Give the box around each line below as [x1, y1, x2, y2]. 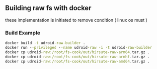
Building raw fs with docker [5, 4, 92, 12]
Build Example [5, 29, 41, 36]
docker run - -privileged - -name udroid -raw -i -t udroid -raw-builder [5, 45, 153, 50]
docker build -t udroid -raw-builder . [5, 40, 85, 46]
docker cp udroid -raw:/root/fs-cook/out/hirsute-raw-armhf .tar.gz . [5, 54, 150, 59]
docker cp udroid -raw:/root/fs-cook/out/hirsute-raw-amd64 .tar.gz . [5, 59, 150, 64]
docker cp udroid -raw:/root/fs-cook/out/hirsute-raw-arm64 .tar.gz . [5, 49, 150, 55]
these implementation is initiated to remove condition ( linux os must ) [5, 17, 148, 23]
